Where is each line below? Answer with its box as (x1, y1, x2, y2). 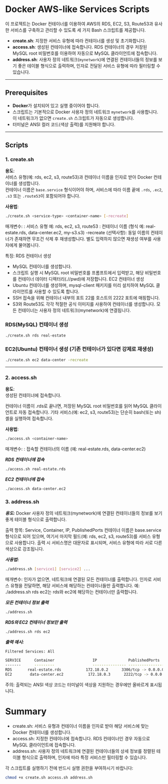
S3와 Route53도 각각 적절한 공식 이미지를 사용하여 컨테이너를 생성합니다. (12, 301, 155, 307)
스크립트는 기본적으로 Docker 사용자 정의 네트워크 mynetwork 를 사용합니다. (12, 109, 158, 115)
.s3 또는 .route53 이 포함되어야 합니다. (5, 193, 81, 199)
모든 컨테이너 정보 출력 (5, 599, 49, 605)
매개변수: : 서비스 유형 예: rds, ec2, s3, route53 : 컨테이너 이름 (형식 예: (5, 223, 145, 229)
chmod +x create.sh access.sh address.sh (5, 775, 93, 780)
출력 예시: (5, 639, 24, 645)
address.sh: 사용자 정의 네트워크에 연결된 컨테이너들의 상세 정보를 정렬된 (12, 748, 155, 754)
